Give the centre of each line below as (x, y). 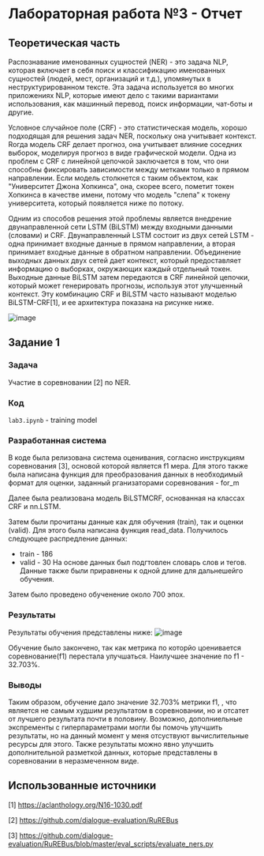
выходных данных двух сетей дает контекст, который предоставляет (125, 260)
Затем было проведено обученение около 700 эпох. (97, 594)
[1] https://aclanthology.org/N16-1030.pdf (76, 805)
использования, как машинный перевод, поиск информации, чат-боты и (131, 104)
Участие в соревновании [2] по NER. (70, 382)
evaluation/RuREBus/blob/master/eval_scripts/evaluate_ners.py (111, 843)
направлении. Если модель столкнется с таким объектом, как (113, 178)
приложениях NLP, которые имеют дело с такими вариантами (113, 95)
